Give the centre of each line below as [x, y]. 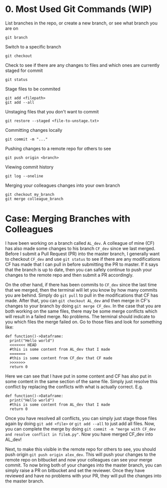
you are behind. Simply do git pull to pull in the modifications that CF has [82, 295]
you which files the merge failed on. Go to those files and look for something [83, 322]
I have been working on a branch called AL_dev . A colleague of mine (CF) [80, 243]
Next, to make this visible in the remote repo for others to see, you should [81, 449]
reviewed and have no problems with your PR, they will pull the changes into [83, 476]
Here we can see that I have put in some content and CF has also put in [79, 376]
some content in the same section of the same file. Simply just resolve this [82, 381]
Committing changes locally [34, 130]
